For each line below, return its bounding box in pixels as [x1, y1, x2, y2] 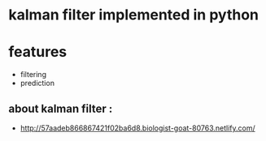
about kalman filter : [8, 101, 113, 115]
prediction [20, 79, 55, 88]
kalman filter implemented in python [8, 6, 259, 24]
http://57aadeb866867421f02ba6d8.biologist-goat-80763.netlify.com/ [20, 123, 255, 133]
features [8, 43, 68, 62]
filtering [20, 70, 47, 79]
